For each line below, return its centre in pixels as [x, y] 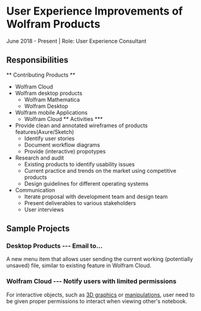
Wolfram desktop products [49, 93]
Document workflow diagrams [62, 145]
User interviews [44, 209]
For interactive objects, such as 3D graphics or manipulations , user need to [100, 295]
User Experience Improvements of [95, 11]
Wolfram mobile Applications [51, 112]
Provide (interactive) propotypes [65, 151]
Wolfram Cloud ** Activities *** [64, 119]
